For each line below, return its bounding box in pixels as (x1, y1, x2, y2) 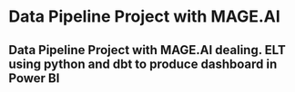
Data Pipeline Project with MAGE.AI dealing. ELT (8, 42, 286, 58)
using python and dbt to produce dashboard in (8, 56, 278, 71)
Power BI (8, 70, 60, 86)
